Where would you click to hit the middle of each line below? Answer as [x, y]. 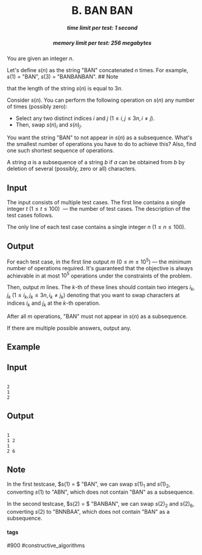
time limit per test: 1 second [102, 27]
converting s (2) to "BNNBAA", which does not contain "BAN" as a [88, 512]
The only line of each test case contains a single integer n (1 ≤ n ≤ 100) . [96, 227]
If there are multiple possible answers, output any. [69, 328]
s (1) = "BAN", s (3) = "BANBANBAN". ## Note [63, 76]
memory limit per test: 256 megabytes [102, 43]
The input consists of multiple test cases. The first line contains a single [96, 202]
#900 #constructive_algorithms [46, 545]
